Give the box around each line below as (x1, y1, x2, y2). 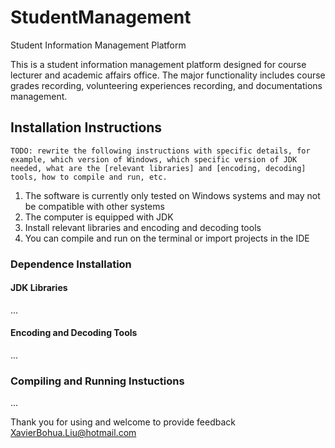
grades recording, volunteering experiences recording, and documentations (10, 79, 323, 91)
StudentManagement (10, 6, 192, 29)
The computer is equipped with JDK (24, 211, 174, 223)
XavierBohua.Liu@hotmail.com (10, 427, 137, 439)
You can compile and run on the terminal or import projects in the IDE (24, 232, 310, 244)
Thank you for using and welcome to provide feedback (10, 416, 237, 428)
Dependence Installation (10, 257, 132, 271)
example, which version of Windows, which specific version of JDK (10, 154, 298, 165)
